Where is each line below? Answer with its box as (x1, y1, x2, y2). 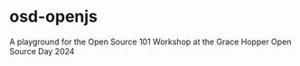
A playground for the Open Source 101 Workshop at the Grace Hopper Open (9, 36, 292, 47)
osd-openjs (9, 6, 98, 27)
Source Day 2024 (9, 45, 75, 56)
